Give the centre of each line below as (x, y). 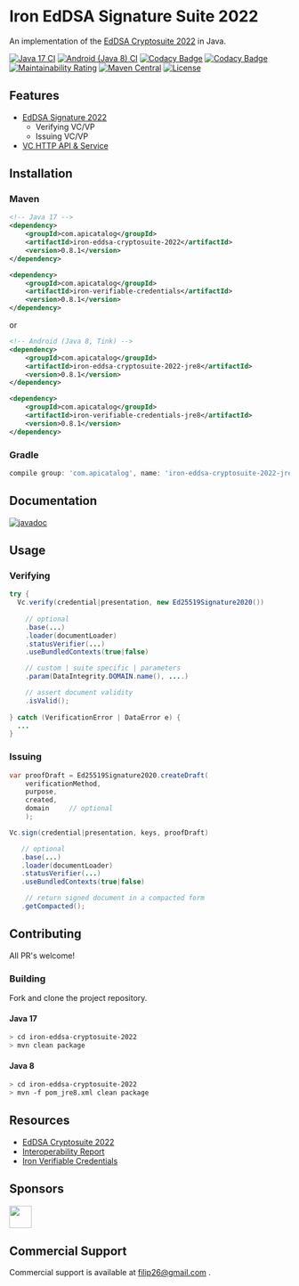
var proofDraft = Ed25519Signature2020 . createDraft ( (109, 775)
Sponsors (36, 1189)
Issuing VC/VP (62, 136)
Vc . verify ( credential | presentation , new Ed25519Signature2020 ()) (141, 603)
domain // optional (69, 809)
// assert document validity (79, 693)
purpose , (41, 792)
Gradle (24, 454)
